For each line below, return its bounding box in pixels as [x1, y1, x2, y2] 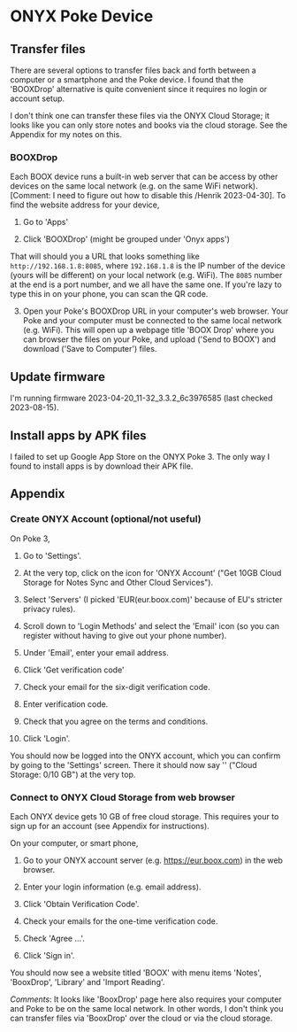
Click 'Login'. [22, 733, 71, 743]
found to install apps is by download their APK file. [10, 461, 194, 471]
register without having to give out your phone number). [22, 630, 227, 640]
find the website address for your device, [10, 199, 160, 210]
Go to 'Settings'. [22, 550, 82, 561]
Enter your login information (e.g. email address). [22, 881, 202, 892]
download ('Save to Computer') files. [22, 344, 157, 354]
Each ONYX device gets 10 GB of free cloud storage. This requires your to [10, 811, 279, 821]
